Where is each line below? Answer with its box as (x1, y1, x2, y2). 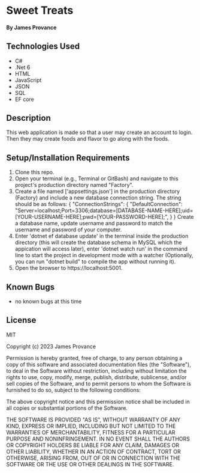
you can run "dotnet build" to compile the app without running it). (14, 258, 176, 265)
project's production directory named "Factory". (14, 182, 134, 189)
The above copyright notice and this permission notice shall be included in (6, 398, 190, 405)
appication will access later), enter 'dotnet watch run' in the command (14, 245, 188, 252)
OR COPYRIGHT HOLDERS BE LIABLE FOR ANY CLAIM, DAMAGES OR (6, 441, 180, 448)
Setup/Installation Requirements (6, 153, 130, 163)
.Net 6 (14, 64, 31, 71)
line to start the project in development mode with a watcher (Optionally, (14, 252, 193, 259)
